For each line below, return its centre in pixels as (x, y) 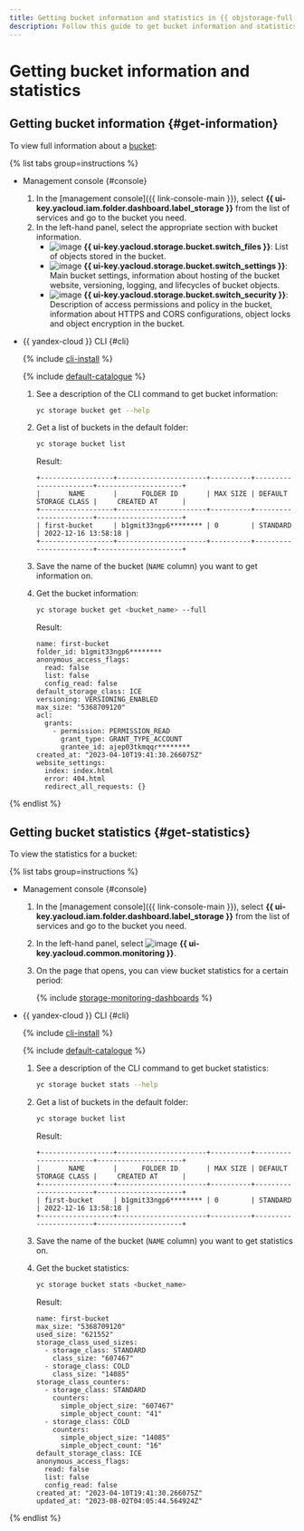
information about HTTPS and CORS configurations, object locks (170, 314)
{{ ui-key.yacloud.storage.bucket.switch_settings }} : (185, 266)
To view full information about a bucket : (83, 145)
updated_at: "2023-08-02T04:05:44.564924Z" (119, 1501)
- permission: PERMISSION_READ (111, 732)
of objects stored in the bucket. (108, 256)
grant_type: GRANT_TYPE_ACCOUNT (121, 740)
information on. (64, 576)
